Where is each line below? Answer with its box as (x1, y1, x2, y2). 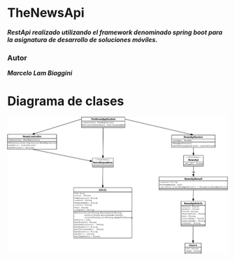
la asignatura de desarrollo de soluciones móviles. (7, 35, 158, 43)
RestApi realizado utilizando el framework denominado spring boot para (7, 28, 222, 36)
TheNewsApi (7, 5, 85, 21)
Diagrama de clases (7, 93, 124, 109)
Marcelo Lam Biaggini (7, 69, 73, 78)
